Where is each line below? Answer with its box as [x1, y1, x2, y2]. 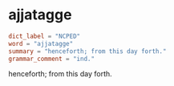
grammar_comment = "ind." [8, 55, 95, 63]
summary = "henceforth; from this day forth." [8, 47, 167, 55]
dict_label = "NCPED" [8, 32, 81, 40]
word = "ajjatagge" [8, 39, 74, 47]
